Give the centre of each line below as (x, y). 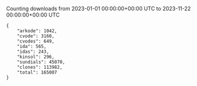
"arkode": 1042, (37, 31)
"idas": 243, (33, 52)
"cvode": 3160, (36, 36)
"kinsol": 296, (36, 57)
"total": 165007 (37, 72)
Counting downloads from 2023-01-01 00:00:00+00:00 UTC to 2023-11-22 (98, 9)
